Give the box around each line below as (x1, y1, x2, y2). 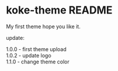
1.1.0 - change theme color (6, 58, 70, 65)
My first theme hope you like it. (6, 23, 81, 30)
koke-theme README (6, 4, 113, 17)
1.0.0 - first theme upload (6, 45, 67, 53)
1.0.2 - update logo (6, 52, 51, 59)
